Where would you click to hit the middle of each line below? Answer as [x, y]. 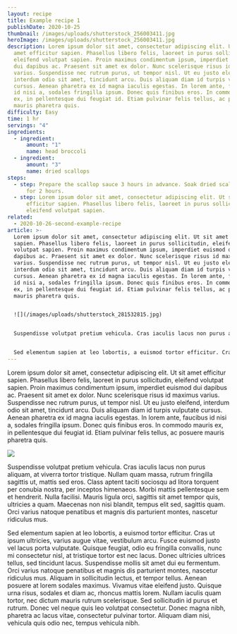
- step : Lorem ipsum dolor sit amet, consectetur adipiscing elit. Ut [120, 197]
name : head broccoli [56, 152]
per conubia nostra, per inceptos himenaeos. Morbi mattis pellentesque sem [118, 489]
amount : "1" [43, 145]
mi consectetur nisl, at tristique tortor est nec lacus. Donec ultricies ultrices [116, 555]
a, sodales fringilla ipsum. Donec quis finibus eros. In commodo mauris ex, [115, 425]
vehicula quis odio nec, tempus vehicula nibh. [74, 623]
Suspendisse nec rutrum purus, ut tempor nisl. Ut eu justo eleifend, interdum [119, 402]
